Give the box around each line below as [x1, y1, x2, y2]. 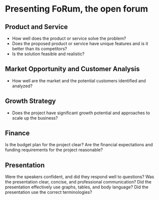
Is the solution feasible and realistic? [12, 51, 85, 57]
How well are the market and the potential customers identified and [12, 77, 146, 83]
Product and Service [5, 23, 68, 31]
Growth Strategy [5, 97, 56, 105]
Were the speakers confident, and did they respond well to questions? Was [5, 174, 155, 180]
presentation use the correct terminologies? [5, 189, 92, 195]
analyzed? [12, 83, 33, 89]
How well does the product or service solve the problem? [12, 35, 127, 41]
